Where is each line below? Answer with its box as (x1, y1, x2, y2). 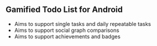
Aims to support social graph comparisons (14, 27, 119, 34)
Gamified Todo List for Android (5, 5, 123, 15)
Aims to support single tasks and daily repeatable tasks (14, 20, 151, 27)
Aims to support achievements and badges (14, 32, 121, 40)
